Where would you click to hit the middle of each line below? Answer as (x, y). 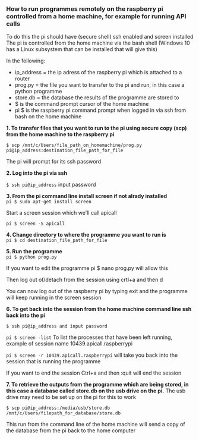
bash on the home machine (48, 117)
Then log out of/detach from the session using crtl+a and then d (85, 280)
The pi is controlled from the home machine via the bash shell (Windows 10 (98, 43)
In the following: (26, 61)
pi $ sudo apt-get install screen (49, 202)
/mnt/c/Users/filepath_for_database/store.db (63, 413)
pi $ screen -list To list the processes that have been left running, (89, 337)
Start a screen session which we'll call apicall (61, 213)
